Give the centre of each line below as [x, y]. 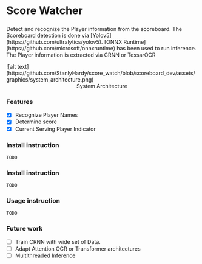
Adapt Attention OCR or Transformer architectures [78, 248]
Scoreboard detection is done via [48, 36]
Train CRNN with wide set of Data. [58, 241]
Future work [25, 229]
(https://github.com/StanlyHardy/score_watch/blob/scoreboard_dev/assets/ [101, 73]
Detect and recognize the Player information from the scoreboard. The [94, 29]
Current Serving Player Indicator [55, 129]
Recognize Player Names [46, 115]
